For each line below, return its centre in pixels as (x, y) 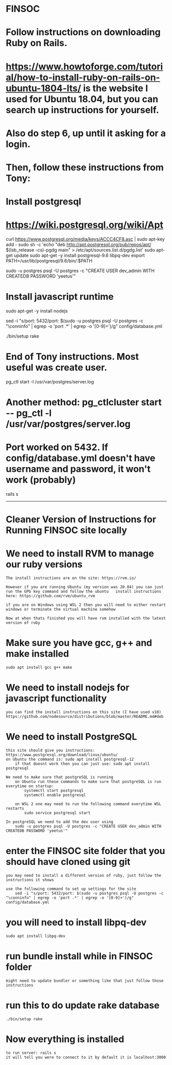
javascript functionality (56, 699)
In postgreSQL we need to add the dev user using (60, 822)
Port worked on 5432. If (57, 447)
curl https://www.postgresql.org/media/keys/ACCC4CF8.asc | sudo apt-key (85, 239)
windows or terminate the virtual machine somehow (61, 610)
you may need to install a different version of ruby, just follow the (83, 875)
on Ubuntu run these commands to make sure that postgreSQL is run (88, 782)
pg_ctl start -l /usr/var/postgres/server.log (50, 381)
